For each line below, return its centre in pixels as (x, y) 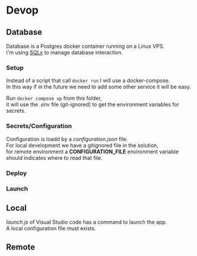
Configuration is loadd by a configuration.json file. (67, 139)
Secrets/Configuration (39, 126)
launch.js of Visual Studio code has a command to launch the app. (86, 222)
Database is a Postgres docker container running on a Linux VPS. (85, 46)
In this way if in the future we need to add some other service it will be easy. (99, 87)
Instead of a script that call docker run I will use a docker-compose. (88, 81)
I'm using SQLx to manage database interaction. (64, 52)
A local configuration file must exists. (51, 228)
